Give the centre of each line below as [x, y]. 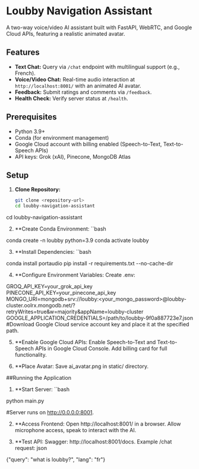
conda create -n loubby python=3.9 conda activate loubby [78, 240]
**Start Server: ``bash [42, 389]
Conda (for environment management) [62, 137]
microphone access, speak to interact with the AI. [75, 430]
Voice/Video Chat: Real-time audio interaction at [75, 79]
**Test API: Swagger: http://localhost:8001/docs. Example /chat [93, 442]
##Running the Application [39, 378]
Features [23, 53]
